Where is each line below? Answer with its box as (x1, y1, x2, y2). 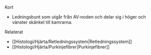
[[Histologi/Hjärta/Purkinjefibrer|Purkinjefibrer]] (11, 44, 110, 49)
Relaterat (4, 29, 23, 34)
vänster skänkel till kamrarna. (11, 19, 73, 25)
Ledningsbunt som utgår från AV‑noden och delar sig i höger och (11, 14, 146, 19)
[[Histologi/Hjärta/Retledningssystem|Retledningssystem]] (11, 38, 132, 44)
